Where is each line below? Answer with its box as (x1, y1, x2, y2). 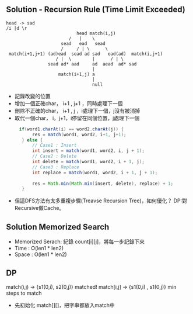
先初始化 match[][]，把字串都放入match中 (14, 301, 115, 309)
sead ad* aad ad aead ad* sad (47, 61, 137, 67)
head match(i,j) (76, 30, 116, 36)
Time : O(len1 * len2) (14, 245, 64, 252)
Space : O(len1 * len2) (14, 251, 67, 258)
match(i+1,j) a (58, 71, 95, 77)
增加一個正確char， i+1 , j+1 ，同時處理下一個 (14, 99, 123, 107)
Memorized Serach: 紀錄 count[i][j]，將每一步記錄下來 (14, 238, 145, 245)
